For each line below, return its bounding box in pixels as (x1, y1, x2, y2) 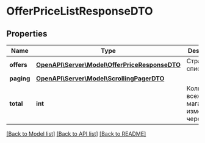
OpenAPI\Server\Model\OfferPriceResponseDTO (36, 61, 181, 69)
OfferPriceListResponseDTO (6, 4, 154, 18)
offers (9, 61, 27, 69)
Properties (6, 29, 48, 39)
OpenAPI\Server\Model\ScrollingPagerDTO (36, 74, 165, 83)
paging (9, 74, 31, 83)
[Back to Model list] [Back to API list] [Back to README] (6, 130, 146, 138)
